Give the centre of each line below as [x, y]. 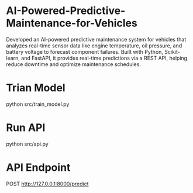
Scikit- [172, 51]
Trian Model [36, 88]
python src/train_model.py [38, 104]
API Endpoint [38, 167]
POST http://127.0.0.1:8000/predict [47, 184]
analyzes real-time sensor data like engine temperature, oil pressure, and [94, 46]
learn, [13, 58]
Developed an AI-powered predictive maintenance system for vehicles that [96, 39]
